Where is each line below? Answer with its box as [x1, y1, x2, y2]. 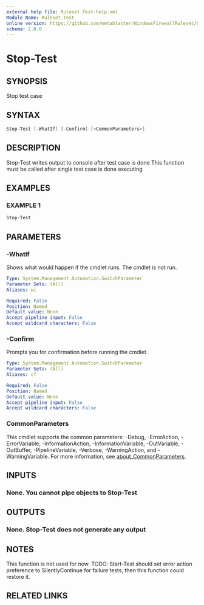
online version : [6, 20, 47, 26]
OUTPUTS [6, 507, 46, 518]
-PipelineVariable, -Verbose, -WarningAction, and [33, 446, 157, 453]
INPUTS [6, 470, 36, 480]
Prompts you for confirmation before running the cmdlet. [6, 349, 148, 356]
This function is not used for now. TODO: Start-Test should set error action [6, 560, 192, 568]
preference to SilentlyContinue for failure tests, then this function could [6, 567, 184, 574]
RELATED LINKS [6, 590, 68, 601]
